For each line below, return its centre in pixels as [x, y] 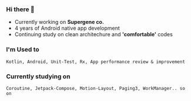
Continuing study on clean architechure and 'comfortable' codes [94, 34]
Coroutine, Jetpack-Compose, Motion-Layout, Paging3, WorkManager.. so [95, 88]
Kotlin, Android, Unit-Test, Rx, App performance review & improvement [95, 62]
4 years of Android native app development [67, 28]
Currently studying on [38, 76]
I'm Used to [23, 50]
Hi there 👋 [21, 9]
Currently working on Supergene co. [59, 22]
